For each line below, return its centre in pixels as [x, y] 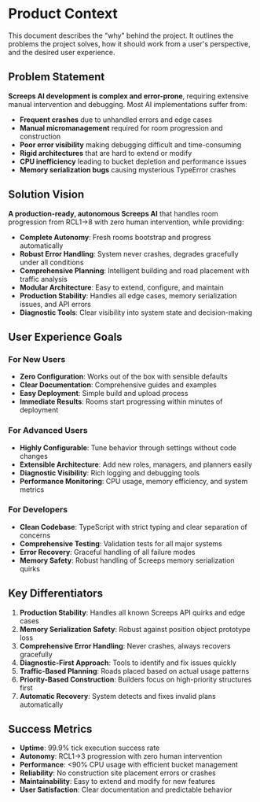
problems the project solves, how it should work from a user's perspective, [129, 43]
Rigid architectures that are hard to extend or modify [106, 153]
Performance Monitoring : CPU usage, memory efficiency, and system [134, 481]
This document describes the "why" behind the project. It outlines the [121, 35]
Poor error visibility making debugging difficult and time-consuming [130, 144]
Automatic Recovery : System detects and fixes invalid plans [117, 696]
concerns [35, 535]
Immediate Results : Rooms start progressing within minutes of [121, 401]
